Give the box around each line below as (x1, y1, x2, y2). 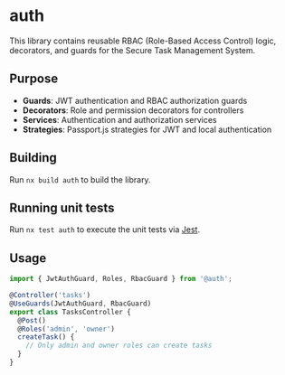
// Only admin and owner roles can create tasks (25, 341, 213, 351)
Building (9, 150, 57, 165)
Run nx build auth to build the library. (9, 173, 151, 185)
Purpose (9, 71, 59, 87)
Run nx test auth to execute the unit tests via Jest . (9, 224, 201, 235)
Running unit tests (9, 200, 115, 215)
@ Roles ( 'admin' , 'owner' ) (17, 324, 116, 333)
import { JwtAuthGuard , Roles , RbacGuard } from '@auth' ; (9, 275, 233, 284)
